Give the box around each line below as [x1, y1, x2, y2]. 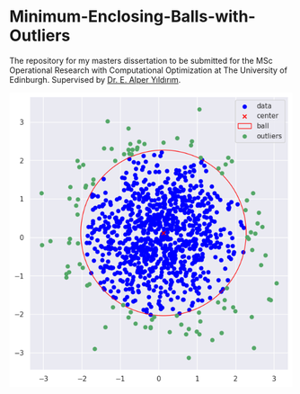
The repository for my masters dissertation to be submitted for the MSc [9, 55, 273, 66]
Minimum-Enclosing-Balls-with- [9, 6, 256, 27]
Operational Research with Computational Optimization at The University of [9, 65, 287, 76]
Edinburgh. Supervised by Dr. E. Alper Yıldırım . [9, 74, 181, 85]
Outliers [9, 25, 71, 46]
